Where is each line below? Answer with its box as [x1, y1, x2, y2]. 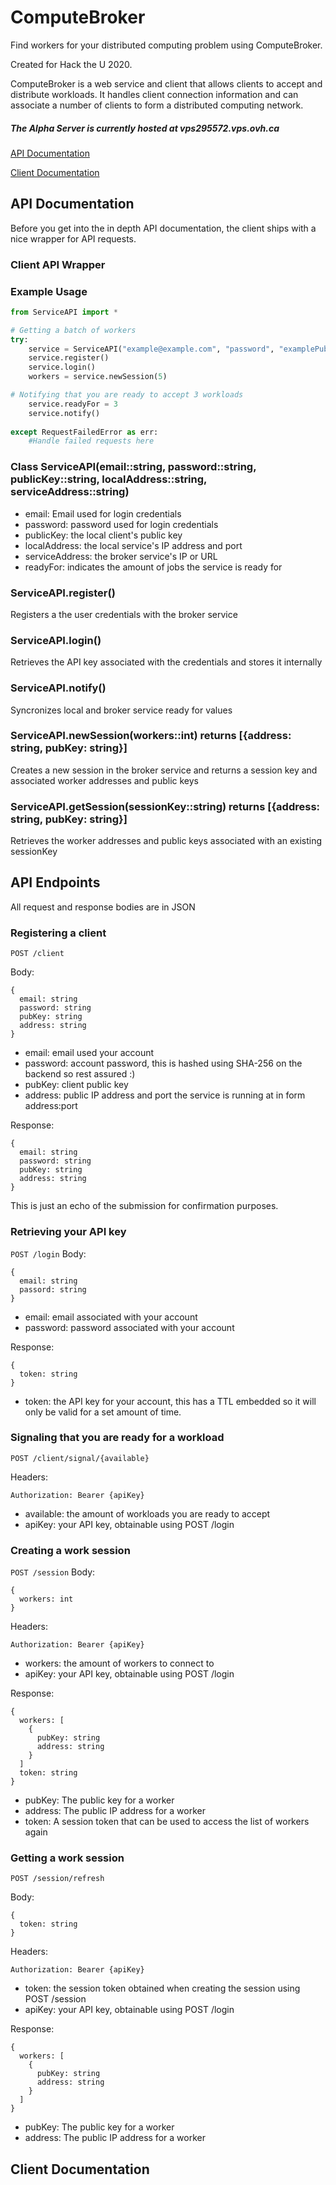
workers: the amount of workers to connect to [24, 1657, 215, 1670]
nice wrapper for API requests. [10, 232, 137, 245]
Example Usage [10, 284, 88, 298]
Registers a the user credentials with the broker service [10, 608, 238, 620]
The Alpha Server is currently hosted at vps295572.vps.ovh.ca [10, 122, 280, 134]
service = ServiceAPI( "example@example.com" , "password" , [28, 344, 275, 354]
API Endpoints [10, 874, 101, 891]
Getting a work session [10, 1851, 125, 1865]
